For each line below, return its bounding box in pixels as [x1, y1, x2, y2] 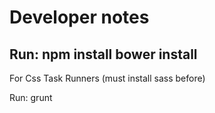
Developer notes [9, 6, 150, 29]
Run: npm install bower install [9, 46, 198, 63]
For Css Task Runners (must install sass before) [9, 72, 206, 84]
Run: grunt [9, 92, 53, 103]
